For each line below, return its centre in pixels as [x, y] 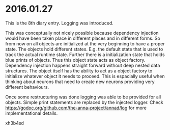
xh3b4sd [15, 123]
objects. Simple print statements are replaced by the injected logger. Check [84, 102]
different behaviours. [27, 87]
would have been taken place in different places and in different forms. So [83, 38]
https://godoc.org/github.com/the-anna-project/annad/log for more [76, 108]
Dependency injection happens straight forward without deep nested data [83, 65]
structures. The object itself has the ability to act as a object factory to [79, 71]
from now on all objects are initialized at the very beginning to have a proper [85, 43]
